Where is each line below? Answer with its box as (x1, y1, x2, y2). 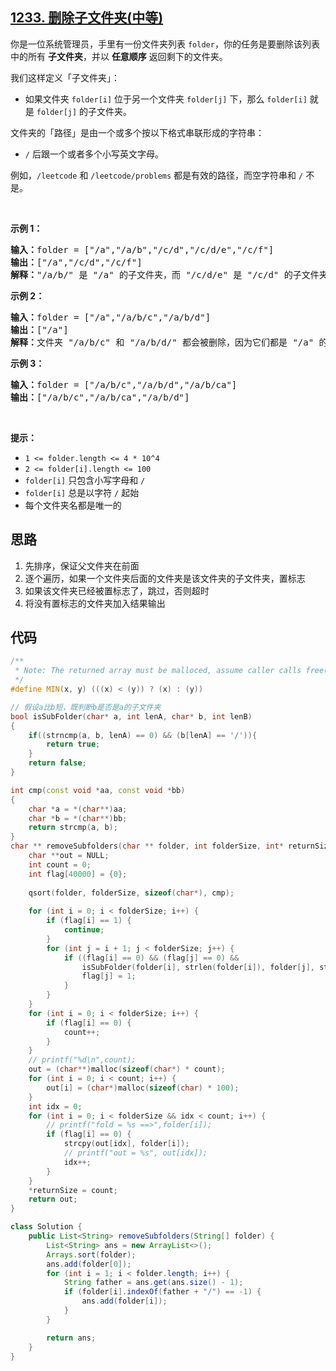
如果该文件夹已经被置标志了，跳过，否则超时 (24, 584, 210, 597)
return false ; (28, 758, 87, 768)
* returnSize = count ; (28, 1185, 118, 1195)
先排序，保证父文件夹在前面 (24, 559, 140, 572)
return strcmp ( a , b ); (28, 823, 118, 833)
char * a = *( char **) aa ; (28, 804, 128, 814)
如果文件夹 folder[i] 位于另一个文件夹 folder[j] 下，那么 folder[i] (24, 93, 308, 105)
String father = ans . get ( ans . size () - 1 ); (63, 1278, 244, 1288)
